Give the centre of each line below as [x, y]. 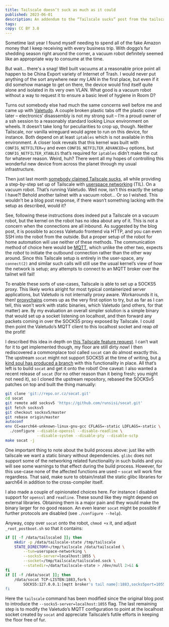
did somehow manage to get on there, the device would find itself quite [79, 85]
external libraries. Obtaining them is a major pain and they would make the [82, 502]
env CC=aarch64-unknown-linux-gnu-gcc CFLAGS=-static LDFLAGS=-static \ [83, 426]
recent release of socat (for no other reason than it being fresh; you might [81, 374]
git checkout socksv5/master [36, 412]
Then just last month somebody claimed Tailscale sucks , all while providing [83, 179]
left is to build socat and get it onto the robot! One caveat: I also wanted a [81, 369]
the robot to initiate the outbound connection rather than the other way [78, 253]
